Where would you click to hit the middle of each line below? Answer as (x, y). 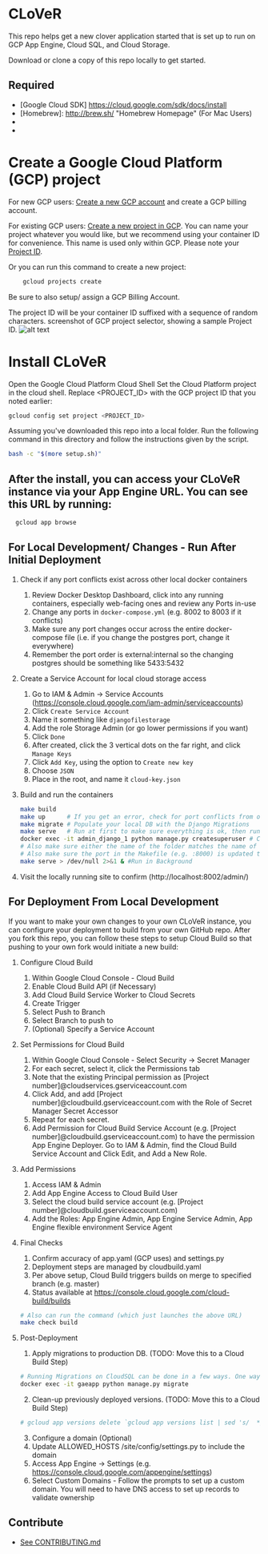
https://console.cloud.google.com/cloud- (162, 1292)
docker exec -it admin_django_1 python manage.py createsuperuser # (136, 839)
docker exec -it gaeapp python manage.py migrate (104, 1384)
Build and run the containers (66, 795)
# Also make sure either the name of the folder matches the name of (138, 847)
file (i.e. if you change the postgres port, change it (147, 637)
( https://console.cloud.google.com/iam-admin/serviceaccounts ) (138, 703)
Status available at (62, 1292)
